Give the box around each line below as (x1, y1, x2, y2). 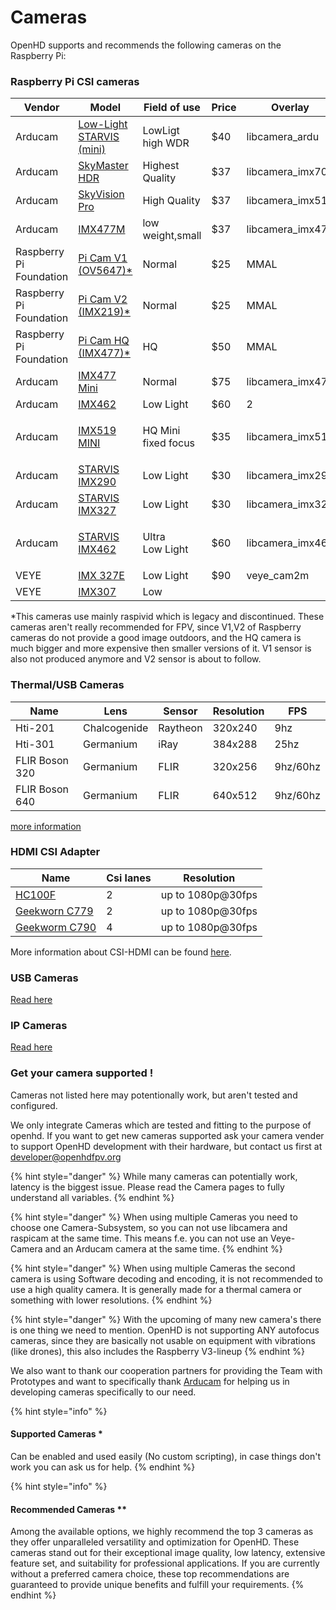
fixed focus (142, 436, 196, 450)
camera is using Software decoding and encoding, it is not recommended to (10, 1272, 323, 1285)
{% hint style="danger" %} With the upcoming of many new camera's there (10, 1313, 322, 1325)
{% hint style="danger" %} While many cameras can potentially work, (10, 1170, 298, 1182)
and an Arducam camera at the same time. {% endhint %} (44, 1242, 283, 1255)
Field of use (143, 101, 201, 115)
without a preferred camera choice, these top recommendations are (10, 1568, 290, 1580)
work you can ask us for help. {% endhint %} (10, 1461, 196, 1473)
